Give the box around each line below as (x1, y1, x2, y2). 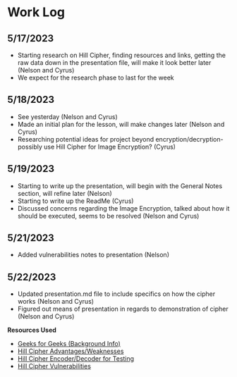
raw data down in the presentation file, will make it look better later (17, 58, 212, 67)
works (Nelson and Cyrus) (17, 297, 94, 306)
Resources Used (7, 326, 56, 335)
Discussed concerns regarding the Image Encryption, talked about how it (17, 204, 230, 212)
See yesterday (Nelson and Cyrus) (17, 112, 118, 120)
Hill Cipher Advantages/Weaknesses (17, 347, 124, 356)
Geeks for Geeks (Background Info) (17, 340, 121, 348)
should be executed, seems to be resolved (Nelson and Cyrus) (17, 211, 200, 220)
